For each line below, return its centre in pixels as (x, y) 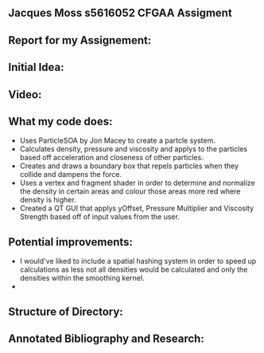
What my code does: (60, 122)
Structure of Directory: (66, 311)
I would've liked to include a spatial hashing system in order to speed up (138, 261)
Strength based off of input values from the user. (100, 217)
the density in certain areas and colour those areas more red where (130, 191)
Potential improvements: (71, 242)
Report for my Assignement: (80, 40)
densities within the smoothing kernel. (82, 278)
